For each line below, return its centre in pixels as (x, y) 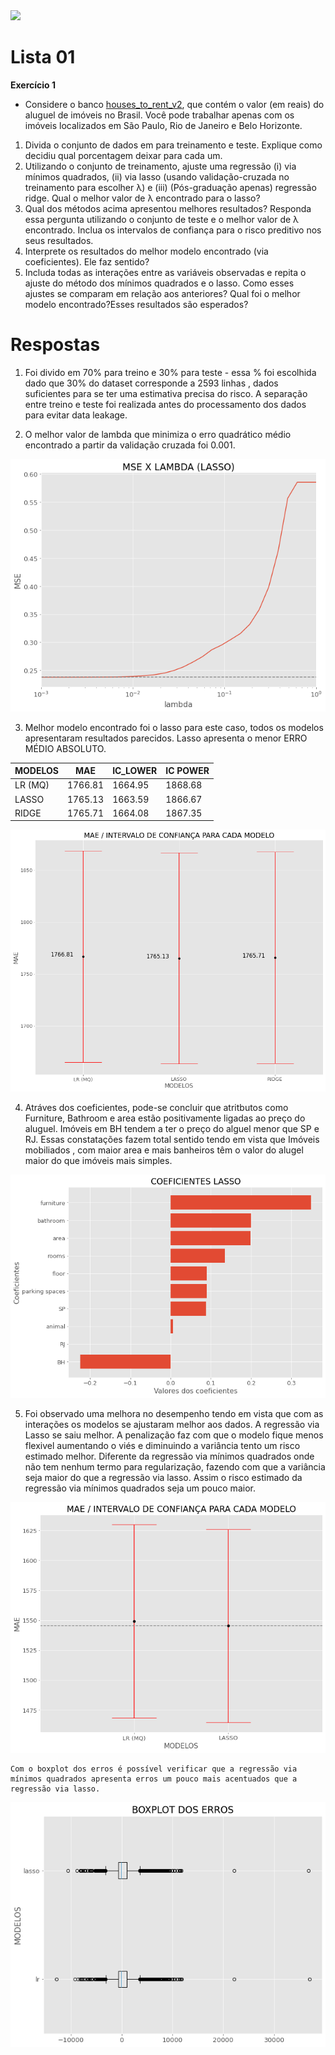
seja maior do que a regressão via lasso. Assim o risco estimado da (163, 1478)
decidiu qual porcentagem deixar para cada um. (123, 155)
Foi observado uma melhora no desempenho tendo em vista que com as (174, 1414)
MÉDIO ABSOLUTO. (65, 748)
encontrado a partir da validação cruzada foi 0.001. (130, 445)
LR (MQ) (32, 785)
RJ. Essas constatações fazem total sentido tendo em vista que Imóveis (172, 1140)
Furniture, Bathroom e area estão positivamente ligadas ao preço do (165, 1118)
